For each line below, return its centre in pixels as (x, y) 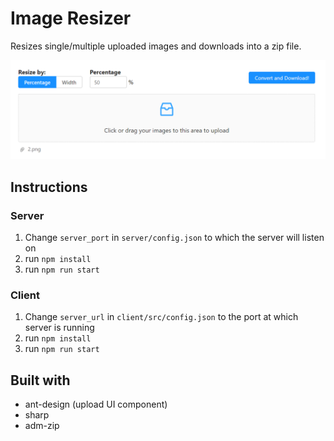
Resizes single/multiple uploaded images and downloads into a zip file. (156, 46)
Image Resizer (71, 18)
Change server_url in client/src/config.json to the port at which (161, 317)
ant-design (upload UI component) (96, 404)
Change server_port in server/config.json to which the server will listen (174, 238)
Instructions (49, 187)
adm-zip (42, 426)
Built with (40, 380)
